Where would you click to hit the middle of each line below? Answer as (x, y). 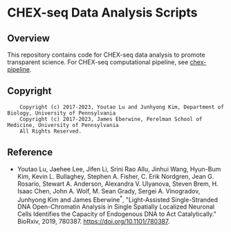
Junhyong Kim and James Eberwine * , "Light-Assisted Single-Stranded (118, 199)
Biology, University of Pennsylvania (62, 113)
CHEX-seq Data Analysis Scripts (102, 13)
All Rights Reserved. (50, 131)
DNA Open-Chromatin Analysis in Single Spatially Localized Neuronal (116, 207)
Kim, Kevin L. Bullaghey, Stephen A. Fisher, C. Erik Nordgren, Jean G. (115, 176)
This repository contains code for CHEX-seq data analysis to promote (106, 55)
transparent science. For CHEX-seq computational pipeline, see (98, 62)
